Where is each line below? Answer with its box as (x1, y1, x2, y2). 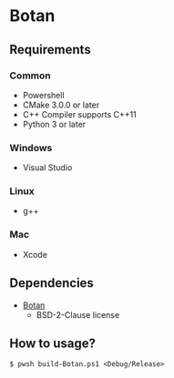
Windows (9, 141, 53, 154)
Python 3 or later (22, 118, 87, 129)
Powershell (22, 89, 66, 100)
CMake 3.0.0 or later (22, 99, 100, 110)
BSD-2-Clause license (36, 309, 120, 320)
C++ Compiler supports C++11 (22, 108, 137, 119)
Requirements (9, 42, 91, 57)
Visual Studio (22, 162, 73, 173)
